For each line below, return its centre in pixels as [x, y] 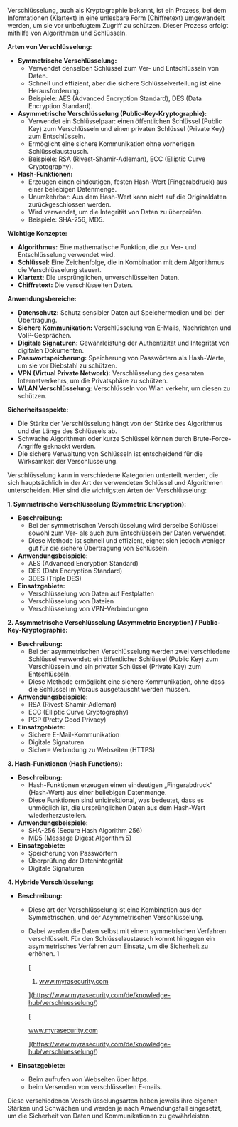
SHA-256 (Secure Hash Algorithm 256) [85, 830]
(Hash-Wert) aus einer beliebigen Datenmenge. [97, 793]
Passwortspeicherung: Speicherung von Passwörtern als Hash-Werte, [121, 358]
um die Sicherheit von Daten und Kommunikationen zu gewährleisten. [109, 1116]
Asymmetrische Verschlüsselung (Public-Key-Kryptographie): [112, 114]
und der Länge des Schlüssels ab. [67, 431]
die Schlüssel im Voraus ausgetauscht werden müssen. [109, 689]
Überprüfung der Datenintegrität [76, 861]
